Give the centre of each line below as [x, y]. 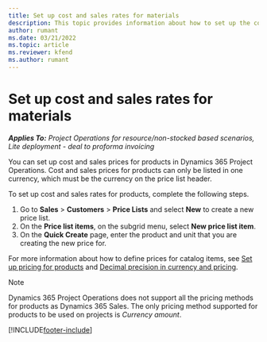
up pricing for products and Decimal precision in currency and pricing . [123, 267]
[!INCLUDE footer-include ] [50, 329]
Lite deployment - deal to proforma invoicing [81, 146]
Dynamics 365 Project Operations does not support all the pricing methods [131, 298]
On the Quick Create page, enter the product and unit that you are [128, 234]
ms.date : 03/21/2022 [43, 38]
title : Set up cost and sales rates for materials [94, 15]
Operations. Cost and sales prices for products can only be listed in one [126, 170]
